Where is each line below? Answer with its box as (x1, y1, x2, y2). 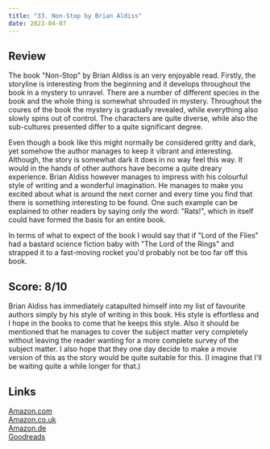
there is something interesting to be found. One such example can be (8, 198, 239, 208)
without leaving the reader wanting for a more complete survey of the (8, 336, 239, 346)
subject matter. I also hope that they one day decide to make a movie (8, 344, 238, 354)
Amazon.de (8, 423, 47, 433)
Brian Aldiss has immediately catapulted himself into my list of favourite (8, 301, 246, 311)
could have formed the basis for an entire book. (8, 215, 167, 224)
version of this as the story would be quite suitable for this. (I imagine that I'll (8, 353, 262, 363)
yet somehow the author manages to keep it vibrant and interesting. (8, 146, 234, 156)
